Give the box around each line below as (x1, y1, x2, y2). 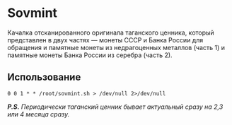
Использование (7, 71, 81, 83)
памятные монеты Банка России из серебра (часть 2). (7, 51, 173, 59)
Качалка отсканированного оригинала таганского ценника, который (7, 28, 214, 37)
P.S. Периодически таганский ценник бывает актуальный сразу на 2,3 (7, 102, 224, 111)
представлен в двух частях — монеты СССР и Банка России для (7, 35, 204, 44)
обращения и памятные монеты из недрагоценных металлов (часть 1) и (7, 43, 225, 52)
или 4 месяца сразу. (7, 109, 70, 118)
